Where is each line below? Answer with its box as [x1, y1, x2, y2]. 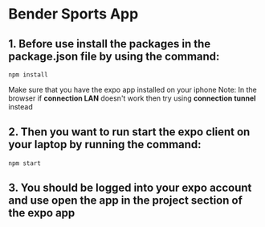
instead [8, 102, 34, 111]
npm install [8, 71, 48, 79]
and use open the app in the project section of [8, 194, 243, 208]
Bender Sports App [8, 5, 139, 23]
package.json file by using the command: [8, 49, 220, 63]
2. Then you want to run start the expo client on [8, 126, 251, 139]
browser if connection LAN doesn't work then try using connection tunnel [8, 93, 256, 103]
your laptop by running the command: [8, 138, 202, 151]
